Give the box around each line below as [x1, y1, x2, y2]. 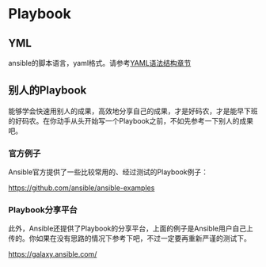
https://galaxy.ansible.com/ [8, 250, 97, 259]
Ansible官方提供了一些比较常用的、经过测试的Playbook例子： [8, 167, 208, 177]
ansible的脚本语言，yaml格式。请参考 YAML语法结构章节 [8, 59, 192, 67]
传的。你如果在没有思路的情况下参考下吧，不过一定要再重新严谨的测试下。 [8, 234, 251, 243]
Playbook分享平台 [8, 204, 78, 216]
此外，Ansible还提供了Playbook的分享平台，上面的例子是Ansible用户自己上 [8, 223, 253, 234]
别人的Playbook [8, 84, 87, 97]
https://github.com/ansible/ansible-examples [8, 183, 155, 193]
